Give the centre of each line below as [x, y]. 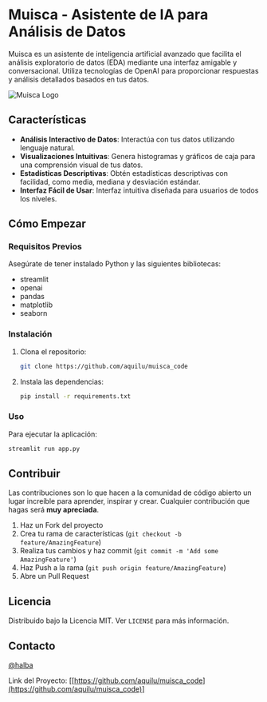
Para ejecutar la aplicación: [53, 434]
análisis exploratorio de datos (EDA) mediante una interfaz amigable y [123, 62]
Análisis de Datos [67, 32]
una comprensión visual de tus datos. [81, 165]
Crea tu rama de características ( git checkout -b [100, 534]
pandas [32, 297]
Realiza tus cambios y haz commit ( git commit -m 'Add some [119, 551]
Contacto [32, 646]
